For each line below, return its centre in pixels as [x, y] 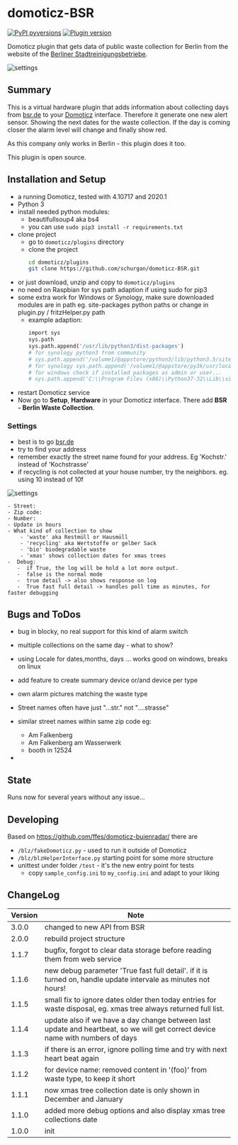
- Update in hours [34, 525]
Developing [33, 819]
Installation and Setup [57, 180]
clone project [37, 234]
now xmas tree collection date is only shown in [122, 1090]
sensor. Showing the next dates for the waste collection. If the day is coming [119, 122]
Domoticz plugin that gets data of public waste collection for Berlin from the [118, 46]
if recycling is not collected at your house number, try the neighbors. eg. [123, 471]
